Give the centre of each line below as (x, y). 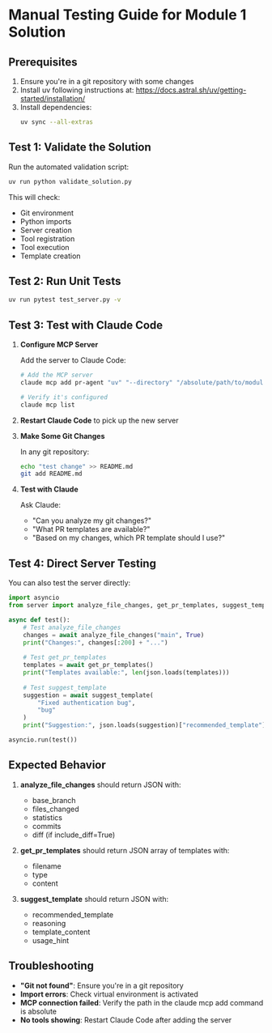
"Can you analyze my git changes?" (92, 521)
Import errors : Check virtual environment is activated (109, 994)
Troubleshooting (51, 966)
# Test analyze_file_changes (72, 627)
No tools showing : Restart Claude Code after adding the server (126, 1020)
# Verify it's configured (64, 397)
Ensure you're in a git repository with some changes (107, 81)
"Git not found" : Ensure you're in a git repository (102, 985)
